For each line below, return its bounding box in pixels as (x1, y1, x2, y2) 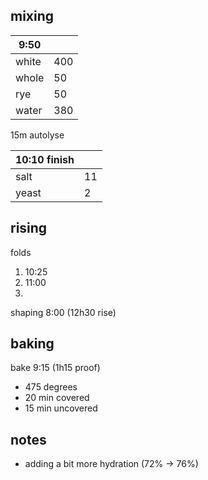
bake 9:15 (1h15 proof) (10, 362, 101, 374)
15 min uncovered (24, 402, 98, 414)
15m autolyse (10, 129, 65, 141)
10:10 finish (15, 152, 75, 166)
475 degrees (24, 381, 78, 393)
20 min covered (24, 392, 90, 404)
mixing (10, 8, 55, 25)
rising (10, 220, 48, 237)
